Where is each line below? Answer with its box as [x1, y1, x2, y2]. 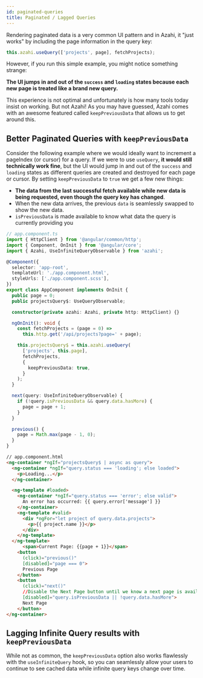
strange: [6, 67, 27, 74]
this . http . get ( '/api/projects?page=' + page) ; [22, 331, 142, 337]
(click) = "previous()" [22, 555, 77, 561]
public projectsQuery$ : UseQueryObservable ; [11, 298, 126, 304]
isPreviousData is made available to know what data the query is [14, 213, 176, 220]
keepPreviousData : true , [28, 365, 91, 371]
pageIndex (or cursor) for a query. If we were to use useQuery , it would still [6, 156, 192, 164]
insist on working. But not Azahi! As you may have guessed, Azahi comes [6, 103, 189, 110]
